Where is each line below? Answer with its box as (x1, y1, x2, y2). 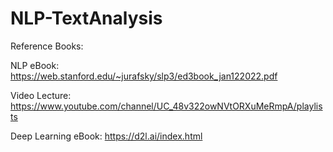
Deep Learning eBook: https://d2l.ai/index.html (10, 130, 203, 142)
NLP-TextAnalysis (10, 7, 163, 30)
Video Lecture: (10, 89, 72, 101)
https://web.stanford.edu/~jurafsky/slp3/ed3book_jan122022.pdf (10, 70, 278, 82)
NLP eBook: (10, 59, 60, 71)
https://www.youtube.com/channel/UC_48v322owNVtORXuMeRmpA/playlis (10, 100, 323, 112)
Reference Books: (10, 40, 84, 52)
